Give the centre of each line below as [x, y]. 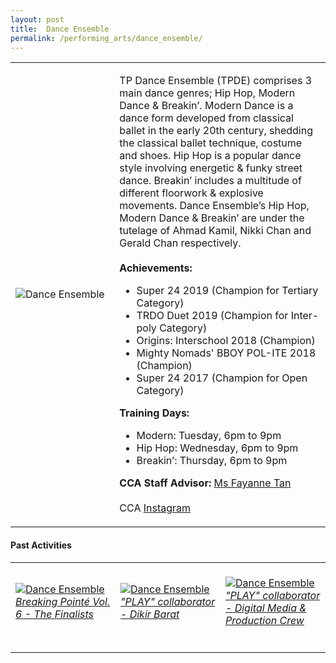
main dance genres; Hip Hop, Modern [207, 93]
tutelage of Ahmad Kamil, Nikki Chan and [215, 231]
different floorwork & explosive [191, 193]
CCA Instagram [155, 508]
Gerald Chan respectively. [180, 243]
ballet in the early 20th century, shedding [216, 131]
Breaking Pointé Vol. [63, 601]
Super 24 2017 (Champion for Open [222, 378]
